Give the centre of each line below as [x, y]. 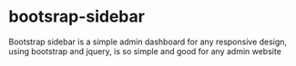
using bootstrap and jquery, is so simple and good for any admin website [145, 51]
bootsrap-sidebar [77, 17]
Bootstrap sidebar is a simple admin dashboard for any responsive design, [148, 42]
